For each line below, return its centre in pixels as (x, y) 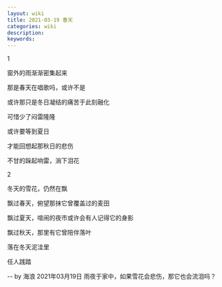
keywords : (21, 39)
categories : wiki (32, 26)
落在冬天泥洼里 (28, 247)
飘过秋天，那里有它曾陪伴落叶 (49, 233)
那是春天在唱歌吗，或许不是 (46, 87)
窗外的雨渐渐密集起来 (37, 73)
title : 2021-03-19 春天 (40, 20)
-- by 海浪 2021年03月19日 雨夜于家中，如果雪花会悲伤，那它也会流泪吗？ (112, 277)
